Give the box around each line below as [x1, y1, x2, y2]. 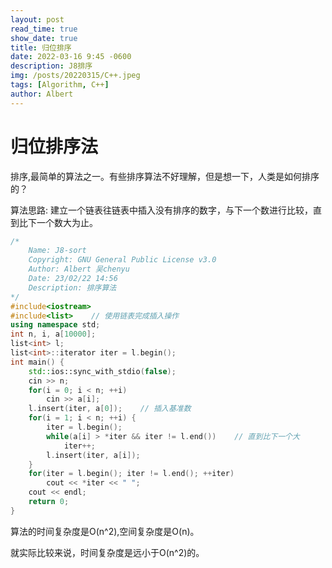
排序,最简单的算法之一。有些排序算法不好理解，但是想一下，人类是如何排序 [10, 170, 320, 182]
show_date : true [10, 33, 78, 43]
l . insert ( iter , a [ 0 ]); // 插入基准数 [28, 404, 192, 414]
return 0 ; [28, 497, 70, 507]
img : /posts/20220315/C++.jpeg [10, 71, 141, 81]
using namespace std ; [10, 320, 101, 330]
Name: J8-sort [28, 246, 87, 256]
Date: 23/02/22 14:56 [28, 274, 118, 284]
